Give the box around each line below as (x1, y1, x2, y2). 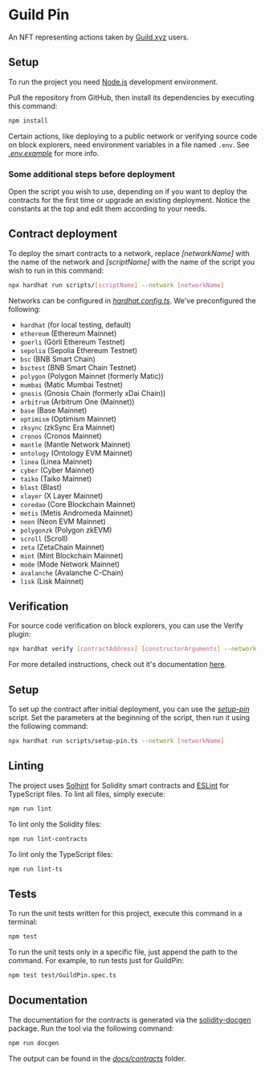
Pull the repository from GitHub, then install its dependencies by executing (8, 93, 255, 102)
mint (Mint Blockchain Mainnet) (19, 550, 124, 560)
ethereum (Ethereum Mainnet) (19, 328, 117, 338)
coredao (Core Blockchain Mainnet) (19, 499, 137, 509)
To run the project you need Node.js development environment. (8, 76, 218, 86)
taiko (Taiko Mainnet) (19, 473, 92, 484)
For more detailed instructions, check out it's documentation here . (8, 660, 227, 669)
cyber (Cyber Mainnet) (19, 465, 95, 475)
